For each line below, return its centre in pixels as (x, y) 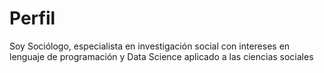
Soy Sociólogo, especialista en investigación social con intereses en (150, 46)
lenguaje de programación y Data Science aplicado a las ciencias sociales (161, 56)
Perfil (32, 18)
